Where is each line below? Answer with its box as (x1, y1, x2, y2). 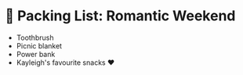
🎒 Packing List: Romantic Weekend (5, 7, 236, 25)
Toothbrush (16, 33, 54, 42)
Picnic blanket (16, 41, 62, 50)
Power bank (16, 49, 56, 59)
